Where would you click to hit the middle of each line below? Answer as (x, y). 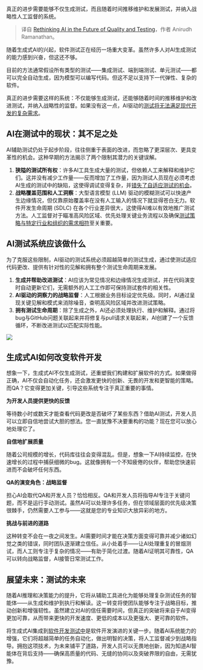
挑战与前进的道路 (27, 523)
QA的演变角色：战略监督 (37, 483)
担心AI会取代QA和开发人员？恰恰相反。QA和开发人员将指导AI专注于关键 (96, 495)
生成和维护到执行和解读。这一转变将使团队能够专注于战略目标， (112, 603)
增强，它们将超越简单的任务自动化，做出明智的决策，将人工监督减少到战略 (99, 639)
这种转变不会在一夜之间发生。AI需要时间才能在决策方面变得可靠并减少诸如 (99, 536)
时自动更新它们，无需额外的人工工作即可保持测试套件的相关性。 (94, 287)
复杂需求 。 (30, 113)
